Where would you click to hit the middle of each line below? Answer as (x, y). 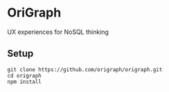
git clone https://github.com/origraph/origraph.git (85, 70)
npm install (24, 82)
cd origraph (24, 75)
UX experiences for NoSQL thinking (58, 32)
